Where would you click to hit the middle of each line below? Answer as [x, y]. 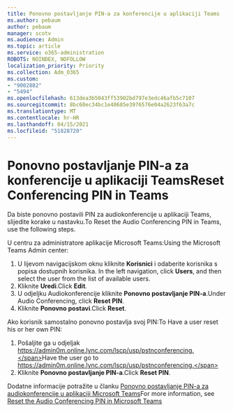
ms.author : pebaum [34, 20]
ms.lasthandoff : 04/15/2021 [48, 124]
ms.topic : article [34, 46]
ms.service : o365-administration [56, 53]
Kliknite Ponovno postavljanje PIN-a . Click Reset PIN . [94, 373]
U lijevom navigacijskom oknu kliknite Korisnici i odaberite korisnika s [117, 264]
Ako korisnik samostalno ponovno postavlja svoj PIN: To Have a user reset [113, 322]
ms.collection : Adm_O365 [43, 72]
